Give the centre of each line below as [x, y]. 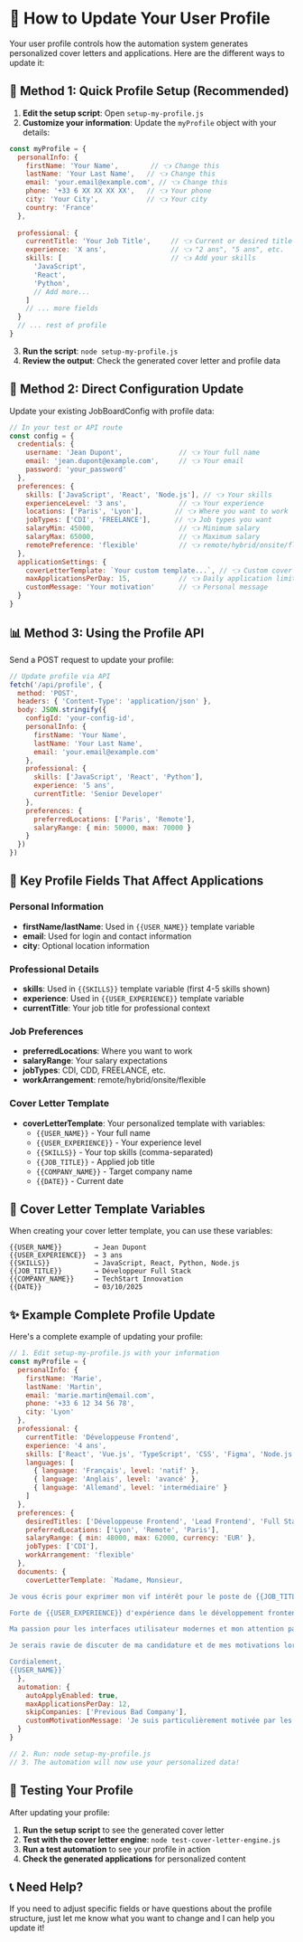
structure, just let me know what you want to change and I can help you [142, 1918]
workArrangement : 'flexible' [80, 1555]
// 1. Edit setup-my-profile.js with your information [115, 1353]
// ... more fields [62, 308]
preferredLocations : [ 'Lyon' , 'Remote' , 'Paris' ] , [123, 1530]
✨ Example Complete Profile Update [112, 1315]
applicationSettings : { [62, 562]
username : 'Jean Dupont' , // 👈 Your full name [143, 453]
